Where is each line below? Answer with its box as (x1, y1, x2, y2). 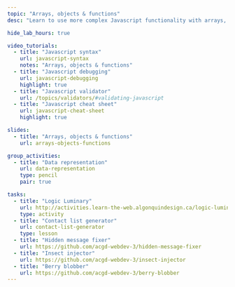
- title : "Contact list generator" (13, 217, 117, 225)
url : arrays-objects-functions (20, 140, 111, 147)
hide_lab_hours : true (7, 29, 71, 36)
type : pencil (20, 172, 58, 179)
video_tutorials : (7, 42, 58, 49)
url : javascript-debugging (20, 74, 99, 81)
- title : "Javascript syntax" (13, 48, 101, 56)
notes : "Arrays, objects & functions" (20, 62, 133, 69)
